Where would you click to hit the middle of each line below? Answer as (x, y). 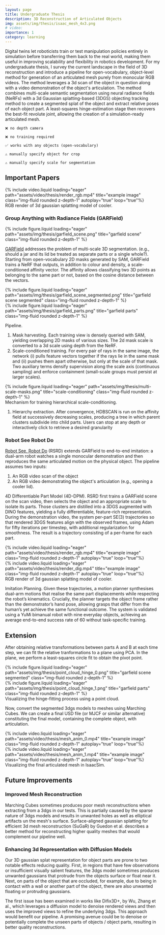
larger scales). (27, 377)
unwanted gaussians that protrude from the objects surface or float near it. (81, 876)
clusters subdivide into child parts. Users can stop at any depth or (79, 422)
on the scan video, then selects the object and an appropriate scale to (76, 501)
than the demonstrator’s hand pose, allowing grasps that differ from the (77, 604)
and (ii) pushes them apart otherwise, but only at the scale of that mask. (85, 361)
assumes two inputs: (26, 467)
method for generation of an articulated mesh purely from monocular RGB (80, 77)
